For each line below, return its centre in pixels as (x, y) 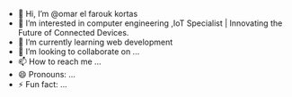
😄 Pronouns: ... (47, 74)
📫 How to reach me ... (59, 61)
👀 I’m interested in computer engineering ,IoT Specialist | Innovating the (150, 23)
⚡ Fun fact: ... (42, 84)
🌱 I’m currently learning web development (95, 42)
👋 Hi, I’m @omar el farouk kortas (78, 14)
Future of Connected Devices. (73, 32)
